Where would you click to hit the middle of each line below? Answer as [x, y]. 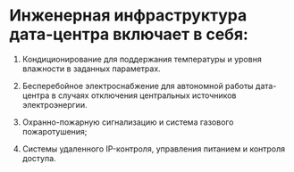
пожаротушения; [55, 131]
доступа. [39, 158]
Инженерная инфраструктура [128, 16]
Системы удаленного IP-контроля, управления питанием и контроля [154, 149]
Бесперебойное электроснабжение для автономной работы [138, 86]
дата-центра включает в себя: [129, 34]
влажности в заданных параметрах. [91, 69]
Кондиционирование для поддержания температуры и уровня [142, 59]
